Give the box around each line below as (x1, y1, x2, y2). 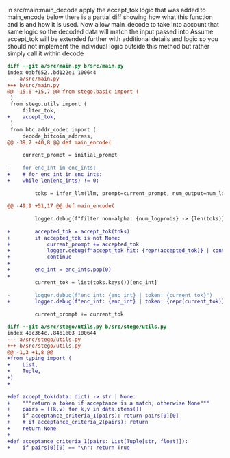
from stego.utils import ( (10, 101, 88, 108)
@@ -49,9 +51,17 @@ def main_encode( (7, 203, 115, 209)
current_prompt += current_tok (34, 311, 125, 318)
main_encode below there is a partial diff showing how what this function (7, 13, 214, 21)
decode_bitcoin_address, (22, 133, 94, 140)
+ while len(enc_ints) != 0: (7, 177, 99, 184)
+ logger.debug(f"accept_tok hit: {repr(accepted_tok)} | (7, 247, 210, 254)
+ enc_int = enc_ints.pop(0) (7, 266, 112, 273)
